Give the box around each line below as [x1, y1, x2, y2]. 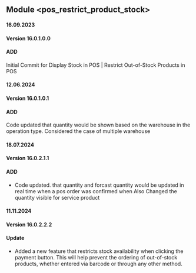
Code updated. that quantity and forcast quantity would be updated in [14, 181, 184, 188]
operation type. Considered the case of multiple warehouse [6, 128, 151, 135]
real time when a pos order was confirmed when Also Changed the [14, 187, 178, 194]
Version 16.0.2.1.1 [6, 155, 49, 162]
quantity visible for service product [14, 194, 100, 201]
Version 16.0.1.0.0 [6, 35, 51, 42]
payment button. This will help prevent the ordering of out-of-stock [14, 253, 178, 261]
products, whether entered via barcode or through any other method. [14, 260, 182, 267]
